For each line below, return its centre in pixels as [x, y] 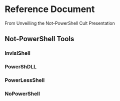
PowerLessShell [25, 80]
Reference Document [50, 9]
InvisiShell [17, 53]
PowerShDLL [21, 67]
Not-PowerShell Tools [39, 39]
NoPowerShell [22, 94]
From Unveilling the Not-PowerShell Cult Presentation [60, 23]
